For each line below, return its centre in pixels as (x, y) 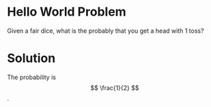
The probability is (32, 77)
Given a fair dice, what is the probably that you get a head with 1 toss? (105, 31)
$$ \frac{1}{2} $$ (115, 88)
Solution (31, 58)
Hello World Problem (67, 12)
